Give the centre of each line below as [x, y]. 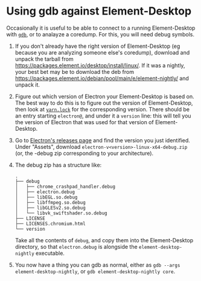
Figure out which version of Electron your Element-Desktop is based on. [104, 96]
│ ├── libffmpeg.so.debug [50, 202]
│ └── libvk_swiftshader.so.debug [61, 213]
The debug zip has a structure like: [58, 165]
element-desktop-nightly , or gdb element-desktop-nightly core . [95, 271]
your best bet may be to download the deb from [75, 71]
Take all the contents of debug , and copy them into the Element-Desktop [104, 240]
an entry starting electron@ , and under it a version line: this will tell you [103, 116]
